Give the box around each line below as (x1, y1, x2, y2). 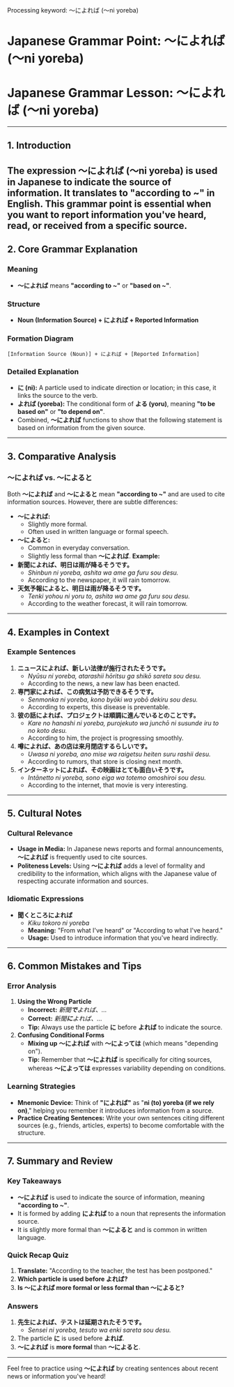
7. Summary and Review (7, 1155, 114, 1167)
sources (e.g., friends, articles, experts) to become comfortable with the (17, 1121, 225, 1129)
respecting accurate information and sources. (17, 877, 149, 885)
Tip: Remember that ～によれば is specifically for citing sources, (27, 1055, 212, 1063)
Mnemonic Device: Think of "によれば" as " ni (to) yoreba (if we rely (17, 1098, 214, 1106)
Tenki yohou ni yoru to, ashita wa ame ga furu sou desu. (27, 592, 190, 600)
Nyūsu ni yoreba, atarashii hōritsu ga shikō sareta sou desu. (27, 672, 202, 680)
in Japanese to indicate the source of (7, 176, 172, 188)
